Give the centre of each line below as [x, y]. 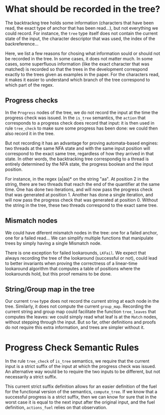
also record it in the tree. [30, 133]
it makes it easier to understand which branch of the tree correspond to [78, 80]
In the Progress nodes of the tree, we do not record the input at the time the [82, 112]
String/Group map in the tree [50, 289]
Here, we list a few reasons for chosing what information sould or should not [82, 53]
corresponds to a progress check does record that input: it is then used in [80, 123]
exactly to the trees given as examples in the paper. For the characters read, [82, 74]
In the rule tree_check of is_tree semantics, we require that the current [77, 361]
